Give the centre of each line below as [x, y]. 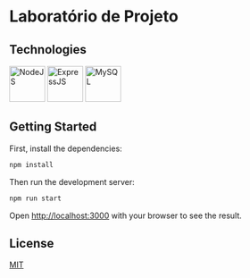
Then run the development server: [72, 181]
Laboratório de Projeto [94, 17]
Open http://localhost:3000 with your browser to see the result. [126, 215]
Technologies [48, 50]
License [32, 243]
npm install [31, 164]
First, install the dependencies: [66, 148]
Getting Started [53, 127]
